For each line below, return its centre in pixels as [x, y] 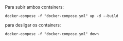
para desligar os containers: [33, 25]
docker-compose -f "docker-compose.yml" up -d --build [62, 16]
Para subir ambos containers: [35, 7]
